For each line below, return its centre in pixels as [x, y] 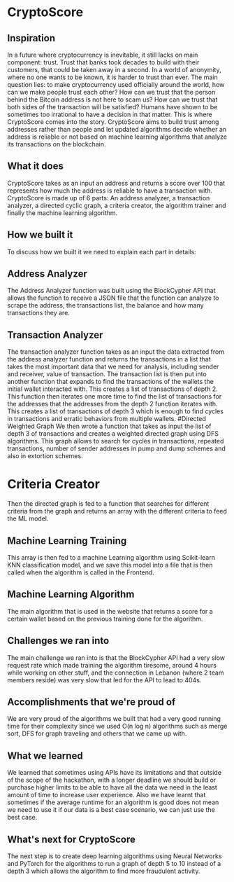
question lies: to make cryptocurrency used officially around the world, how [116, 84]
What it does [36, 166]
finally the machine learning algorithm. [63, 213]
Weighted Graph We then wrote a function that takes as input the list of [109, 426]
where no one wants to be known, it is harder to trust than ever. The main [112, 77]
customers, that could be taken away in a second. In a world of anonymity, [114, 70]
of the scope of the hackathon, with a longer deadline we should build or [112, 780]
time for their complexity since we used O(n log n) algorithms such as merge [117, 726]
